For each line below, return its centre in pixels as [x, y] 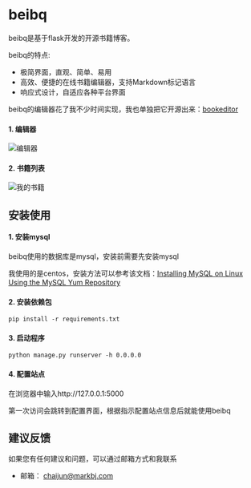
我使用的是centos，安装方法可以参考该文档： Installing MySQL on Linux [125, 273]
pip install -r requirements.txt [64, 319]
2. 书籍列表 [27, 168]
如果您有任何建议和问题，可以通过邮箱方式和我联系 [93, 459]
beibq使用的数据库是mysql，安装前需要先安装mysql [93, 256]
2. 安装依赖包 [30, 301]
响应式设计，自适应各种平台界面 [73, 92]
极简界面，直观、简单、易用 [66, 72]
